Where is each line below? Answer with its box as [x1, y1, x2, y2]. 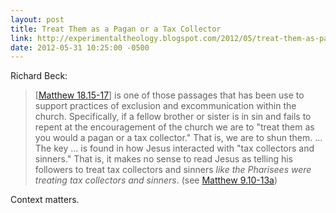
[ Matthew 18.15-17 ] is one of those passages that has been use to [34, 89, 305, 101]
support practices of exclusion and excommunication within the [34, 100, 297, 112]
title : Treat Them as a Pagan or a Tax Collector [10, 24, 222, 34]
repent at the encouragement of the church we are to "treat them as [34, 121, 315, 133]
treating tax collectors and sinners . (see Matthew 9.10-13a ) [34, 174, 278, 186]
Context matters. [10, 194, 80, 206]
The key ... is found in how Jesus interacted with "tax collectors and [34, 142, 315, 155]
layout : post [10, 14, 65, 25]
